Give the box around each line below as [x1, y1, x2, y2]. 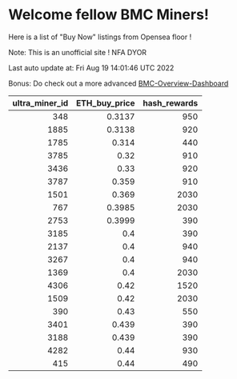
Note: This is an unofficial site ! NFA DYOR [8, 47, 147, 57]
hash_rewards [143, 98, 199, 109]
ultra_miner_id [12, 98, 69, 109]
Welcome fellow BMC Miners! [8, 6, 210, 24]
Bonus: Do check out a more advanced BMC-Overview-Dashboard [8, 78, 229, 88]
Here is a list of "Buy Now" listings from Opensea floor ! [8, 32, 192, 42]
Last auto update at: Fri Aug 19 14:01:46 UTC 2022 [8, 62, 175, 73]
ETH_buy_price [75, 98, 135, 109]
